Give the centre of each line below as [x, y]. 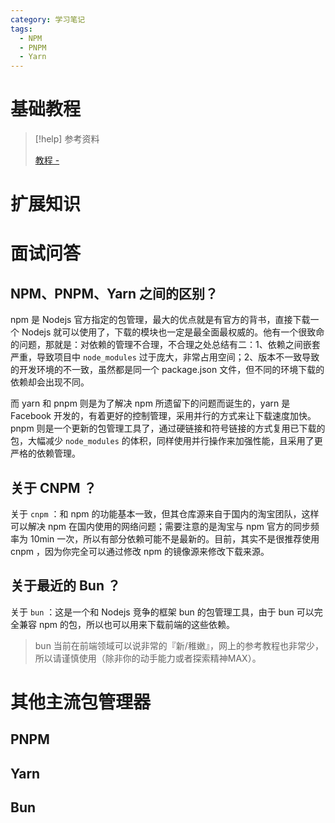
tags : [21, 29]
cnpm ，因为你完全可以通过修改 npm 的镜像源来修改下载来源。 [140, 552]
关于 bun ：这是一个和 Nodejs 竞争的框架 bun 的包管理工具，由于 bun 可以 [162, 612]
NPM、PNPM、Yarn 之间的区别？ [114, 293]
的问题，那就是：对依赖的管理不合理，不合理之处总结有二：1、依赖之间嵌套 [165, 345]
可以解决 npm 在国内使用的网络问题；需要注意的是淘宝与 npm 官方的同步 [160, 527]
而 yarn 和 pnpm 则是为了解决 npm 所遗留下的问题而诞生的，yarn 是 [150, 403]
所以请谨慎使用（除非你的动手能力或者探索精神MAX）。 [148, 658]
